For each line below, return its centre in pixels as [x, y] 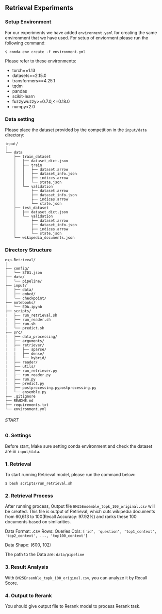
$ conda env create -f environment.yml [45, 52]
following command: [25, 43]
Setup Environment [28, 22]
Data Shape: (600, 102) [28, 545]
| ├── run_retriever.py [31, 371]
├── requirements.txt [27, 405]
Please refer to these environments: [41, 61]
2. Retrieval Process [29, 496]
